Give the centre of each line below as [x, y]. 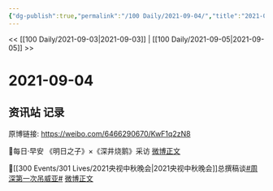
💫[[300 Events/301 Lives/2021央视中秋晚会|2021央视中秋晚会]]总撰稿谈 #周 [133, 168]
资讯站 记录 [37, 113]
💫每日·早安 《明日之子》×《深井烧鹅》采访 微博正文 [95, 150]
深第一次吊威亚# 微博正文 [51, 178]
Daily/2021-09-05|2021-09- [218, 39]
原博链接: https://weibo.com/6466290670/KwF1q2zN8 [100, 133]
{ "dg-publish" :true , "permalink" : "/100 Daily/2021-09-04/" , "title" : [125, 16]
